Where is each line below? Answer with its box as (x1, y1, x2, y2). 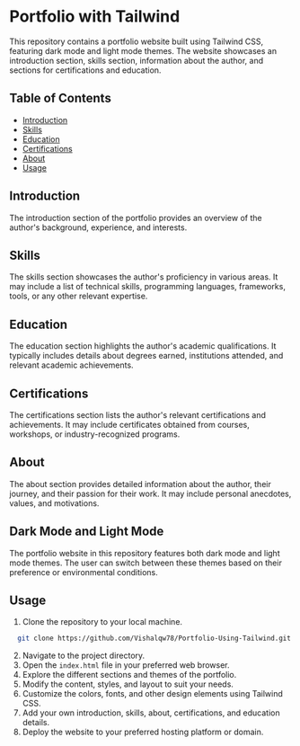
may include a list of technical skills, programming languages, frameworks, (9, 281, 286, 292)
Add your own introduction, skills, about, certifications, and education (22, 707, 280, 718)
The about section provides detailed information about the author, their (9, 478, 271, 489)
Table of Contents (9, 91, 112, 106)
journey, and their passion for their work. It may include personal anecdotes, (9, 488, 292, 499)
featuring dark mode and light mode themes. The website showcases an (9, 45, 277, 56)
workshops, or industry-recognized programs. (9, 429, 181, 440)
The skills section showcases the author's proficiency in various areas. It (9, 271, 278, 282)
